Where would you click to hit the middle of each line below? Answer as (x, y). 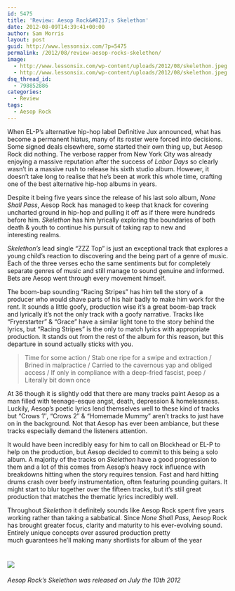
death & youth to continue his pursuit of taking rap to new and (96, 227)
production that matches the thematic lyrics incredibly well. (93, 496)
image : (17, 60)
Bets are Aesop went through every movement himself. (87, 278)
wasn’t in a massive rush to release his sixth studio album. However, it (108, 168)
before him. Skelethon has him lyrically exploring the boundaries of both (112, 220)
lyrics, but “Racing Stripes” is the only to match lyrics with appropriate (109, 329)
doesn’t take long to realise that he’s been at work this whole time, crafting (115, 176)
